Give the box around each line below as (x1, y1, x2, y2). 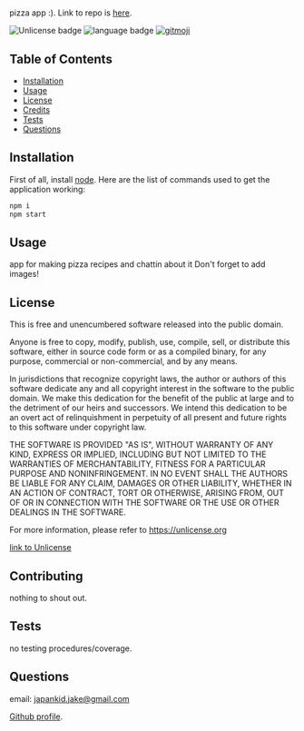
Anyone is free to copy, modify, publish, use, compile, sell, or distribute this (9, 337, 290, 348)
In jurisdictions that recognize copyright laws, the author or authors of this (9, 373, 287, 384)
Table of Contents (9, 51, 113, 66)
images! (9, 269, 39, 280)
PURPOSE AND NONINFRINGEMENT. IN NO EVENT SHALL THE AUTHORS (9, 469, 289, 479)
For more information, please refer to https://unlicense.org (9, 525, 227, 536)
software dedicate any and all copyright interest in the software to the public (9, 383, 295, 394)
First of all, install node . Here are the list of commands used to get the (9, 173, 270, 184)
